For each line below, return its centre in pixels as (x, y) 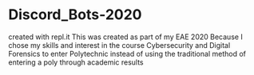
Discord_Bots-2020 (75, 15)
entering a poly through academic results (76, 62)
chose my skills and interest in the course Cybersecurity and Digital (119, 45)
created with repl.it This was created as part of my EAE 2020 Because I (126, 37)
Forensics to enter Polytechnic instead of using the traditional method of (127, 53)
